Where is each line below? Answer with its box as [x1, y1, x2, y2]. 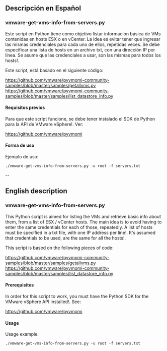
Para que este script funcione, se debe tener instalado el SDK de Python [5, 115, 155, 122]
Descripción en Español [5, 4, 81, 13]
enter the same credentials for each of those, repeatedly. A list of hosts [5, 224, 153, 230]
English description [5, 187, 68, 196]
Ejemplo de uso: [5, 154, 39, 160]
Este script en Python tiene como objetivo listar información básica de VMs [5, 30, 161, 37]
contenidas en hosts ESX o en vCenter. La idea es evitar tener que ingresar [5, 36, 161, 42]
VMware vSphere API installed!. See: [5, 299, 81, 305]
